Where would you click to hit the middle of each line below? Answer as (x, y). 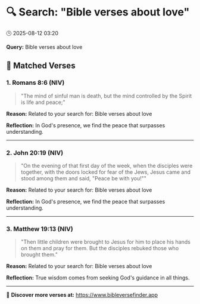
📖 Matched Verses (41, 66)
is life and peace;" (43, 102)
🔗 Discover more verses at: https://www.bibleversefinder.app (82, 295)
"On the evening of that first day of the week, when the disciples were (107, 165)
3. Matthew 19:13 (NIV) (40, 229)
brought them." (39, 254)
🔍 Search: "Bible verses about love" (98, 12)
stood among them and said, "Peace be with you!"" (84, 178)
